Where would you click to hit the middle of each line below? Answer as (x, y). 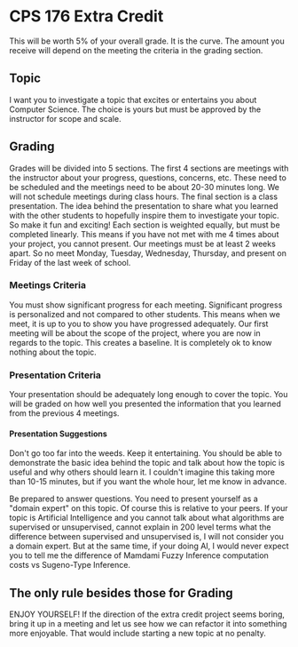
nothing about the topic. (53, 352)
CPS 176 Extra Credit (86, 16)
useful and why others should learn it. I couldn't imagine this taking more (142, 472)
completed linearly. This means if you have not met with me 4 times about (144, 234)
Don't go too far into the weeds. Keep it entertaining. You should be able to (145, 453)
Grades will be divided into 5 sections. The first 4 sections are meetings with (149, 168)
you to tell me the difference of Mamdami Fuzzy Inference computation (139, 555)
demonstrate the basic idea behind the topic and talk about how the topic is (147, 463)
